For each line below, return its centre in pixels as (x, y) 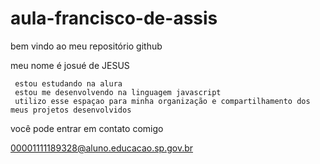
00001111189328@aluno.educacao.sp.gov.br (102, 148)
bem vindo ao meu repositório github (86, 46)
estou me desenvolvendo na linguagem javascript (118, 92)
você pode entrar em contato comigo (87, 128)
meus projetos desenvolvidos (71, 110)
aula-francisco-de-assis (114, 18)
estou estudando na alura (68, 83)
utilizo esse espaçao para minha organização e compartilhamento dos (162, 101)
